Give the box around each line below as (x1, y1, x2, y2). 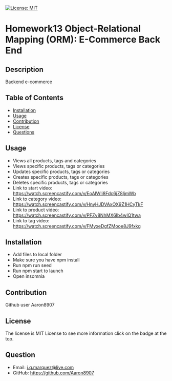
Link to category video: (12, 196, 62, 202)
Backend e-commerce (5, 79, 53, 85)
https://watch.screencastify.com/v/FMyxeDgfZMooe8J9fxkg (12, 223, 141, 229)
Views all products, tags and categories (12, 157, 96, 164)
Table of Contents (5, 93, 64, 102)
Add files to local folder (12, 252, 62, 258)
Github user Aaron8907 (5, 302, 55, 308)
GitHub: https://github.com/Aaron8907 (12, 370, 95, 376)
